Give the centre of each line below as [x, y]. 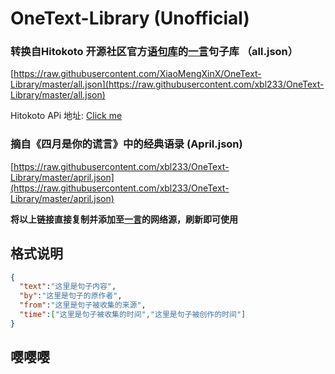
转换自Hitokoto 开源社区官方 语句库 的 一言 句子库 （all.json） [154, 52]
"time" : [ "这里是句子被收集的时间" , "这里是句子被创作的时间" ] [133, 315]
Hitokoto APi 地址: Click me [66, 116]
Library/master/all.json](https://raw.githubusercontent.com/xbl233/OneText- [167, 84]
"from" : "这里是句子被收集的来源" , [83, 305]
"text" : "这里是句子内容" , [68, 287]
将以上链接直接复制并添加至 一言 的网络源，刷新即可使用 [124, 219]
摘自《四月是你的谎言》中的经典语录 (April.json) [126, 144]
